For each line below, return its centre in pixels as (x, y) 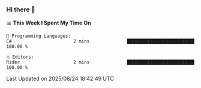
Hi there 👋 (21, 10)
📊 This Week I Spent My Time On (49, 23)
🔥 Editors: (20, 57)
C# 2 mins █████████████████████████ (100, 41)
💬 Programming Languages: (38, 36)
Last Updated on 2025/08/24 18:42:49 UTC (60, 79)
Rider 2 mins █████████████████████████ (100, 62)
